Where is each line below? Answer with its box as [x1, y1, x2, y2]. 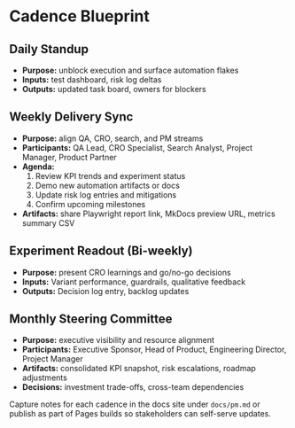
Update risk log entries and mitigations [35, 189, 177, 200]
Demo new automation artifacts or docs [35, 180, 180, 191]
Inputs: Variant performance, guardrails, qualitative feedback [21, 276, 246, 287]
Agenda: [21, 161, 55, 172]
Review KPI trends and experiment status [35, 170, 186, 181]
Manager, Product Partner [21, 152, 117, 162]
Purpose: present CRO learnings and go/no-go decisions [21, 267, 232, 277]
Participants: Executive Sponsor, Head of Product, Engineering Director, [21, 344, 287, 355]
